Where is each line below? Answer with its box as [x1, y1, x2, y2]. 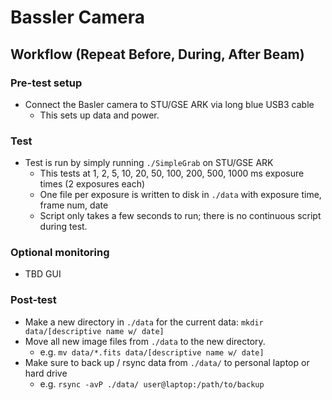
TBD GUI [24, 268, 62, 280]
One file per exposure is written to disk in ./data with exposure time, [39, 189, 322, 201]
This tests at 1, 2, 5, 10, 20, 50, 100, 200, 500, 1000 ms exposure [39, 167, 305, 180]
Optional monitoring [10, 246, 110, 260]
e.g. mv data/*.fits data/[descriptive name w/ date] [39, 346, 265, 358]
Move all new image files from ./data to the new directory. [24, 335, 266, 347]
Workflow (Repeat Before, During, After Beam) [10, 46, 305, 63]
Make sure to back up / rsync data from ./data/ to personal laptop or [24, 356, 310, 368]
